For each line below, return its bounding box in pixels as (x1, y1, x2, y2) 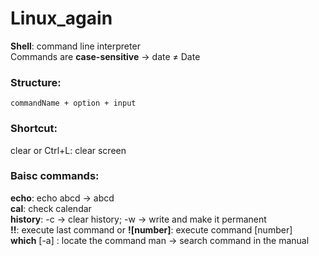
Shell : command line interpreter (10, 40, 141, 52)
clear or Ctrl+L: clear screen (10, 144, 127, 156)
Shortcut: (10, 122, 58, 136)
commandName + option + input (10, 98, 137, 109)
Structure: (10, 75, 62, 89)
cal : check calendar (10, 202, 92, 214)
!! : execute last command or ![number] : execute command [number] (10, 223, 293, 236)
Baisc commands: (10, 169, 100, 183)
